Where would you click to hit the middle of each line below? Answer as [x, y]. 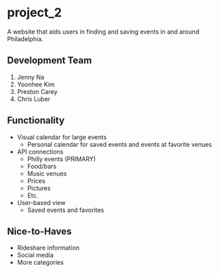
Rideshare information [48, 248]
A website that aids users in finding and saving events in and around [103, 32]
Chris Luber [34, 99]
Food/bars [42, 166]
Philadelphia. [25, 38]
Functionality [36, 120]
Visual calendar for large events [62, 137]
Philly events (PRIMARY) [61, 158]
